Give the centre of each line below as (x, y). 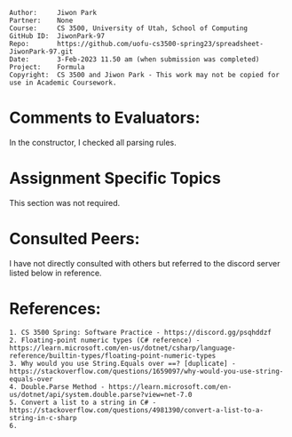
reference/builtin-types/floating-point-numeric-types (113, 355)
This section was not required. (65, 203)
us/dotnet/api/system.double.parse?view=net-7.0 (101, 394)
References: (55, 309)
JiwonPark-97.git (41, 52)
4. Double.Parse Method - (57, 386)
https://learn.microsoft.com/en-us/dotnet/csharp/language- (123, 348)
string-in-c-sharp (43, 417)
